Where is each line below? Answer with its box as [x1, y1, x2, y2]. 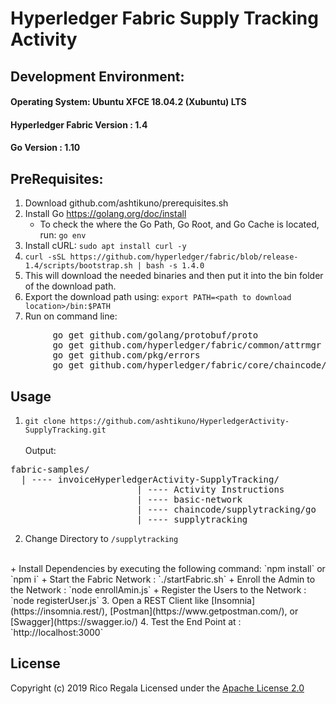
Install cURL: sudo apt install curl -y [24, 240, 187, 252]
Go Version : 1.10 [10, 142, 81, 154]
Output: [24, 444, 57, 456]
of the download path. [24, 280, 117, 292]
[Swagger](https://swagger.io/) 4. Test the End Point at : [10, 615, 242, 627]
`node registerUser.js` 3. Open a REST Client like [10, 594, 210, 606]
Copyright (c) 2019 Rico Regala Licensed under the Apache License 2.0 [10, 682, 305, 694]
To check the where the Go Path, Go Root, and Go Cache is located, [39, 218, 320, 231]
